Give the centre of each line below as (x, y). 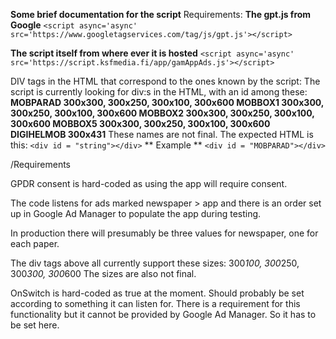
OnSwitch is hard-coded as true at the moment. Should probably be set (157, 293)
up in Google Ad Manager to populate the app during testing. (136, 213)
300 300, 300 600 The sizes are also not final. (103, 273)
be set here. (35, 325)
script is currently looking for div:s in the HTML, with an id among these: (159, 92)
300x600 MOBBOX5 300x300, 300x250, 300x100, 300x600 (140, 123)
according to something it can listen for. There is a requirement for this (155, 303)
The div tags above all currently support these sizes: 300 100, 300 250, (155, 263)
